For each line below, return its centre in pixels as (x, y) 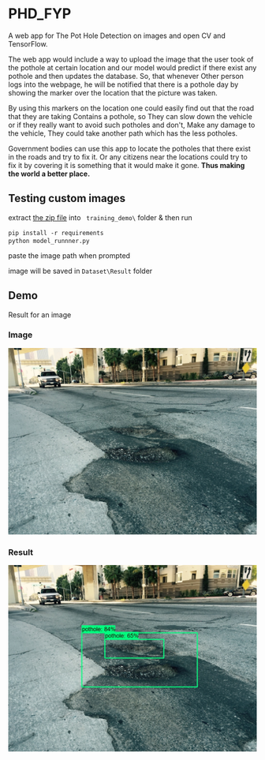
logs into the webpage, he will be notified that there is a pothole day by (123, 84)
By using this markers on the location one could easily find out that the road (131, 108)
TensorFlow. (28, 43)
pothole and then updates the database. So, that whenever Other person (126, 76)
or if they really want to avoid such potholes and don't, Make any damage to (132, 125)
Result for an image (40, 314)
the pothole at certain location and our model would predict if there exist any (132, 67)
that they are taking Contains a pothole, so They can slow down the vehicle (130, 116)
